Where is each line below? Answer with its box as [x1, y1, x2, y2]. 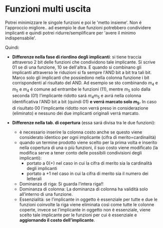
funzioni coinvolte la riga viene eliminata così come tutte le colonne [19, 202, 154, 208]
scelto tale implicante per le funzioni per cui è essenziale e [19, 212, 137, 218]
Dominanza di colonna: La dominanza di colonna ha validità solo [19, 186, 148, 192]
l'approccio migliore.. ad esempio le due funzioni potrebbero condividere [5, 24, 151, 30]
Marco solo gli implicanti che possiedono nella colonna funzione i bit [12, 75, 149, 80]
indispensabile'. [5, 35, 36, 41]
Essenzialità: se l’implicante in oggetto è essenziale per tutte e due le [19, 196, 158, 203]
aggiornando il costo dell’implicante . [19, 217, 95, 223]
